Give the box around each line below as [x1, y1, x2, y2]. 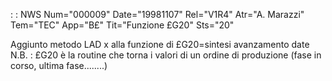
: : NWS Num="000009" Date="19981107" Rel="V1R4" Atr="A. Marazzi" [10, 9, 305, 20]
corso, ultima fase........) [10, 60, 108, 71]
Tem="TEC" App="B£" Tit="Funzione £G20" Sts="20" [10, 19, 235, 31]
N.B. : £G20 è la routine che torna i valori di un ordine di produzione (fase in [10, 49, 322, 61]
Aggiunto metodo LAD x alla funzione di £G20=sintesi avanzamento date [10, 39, 310, 50]
